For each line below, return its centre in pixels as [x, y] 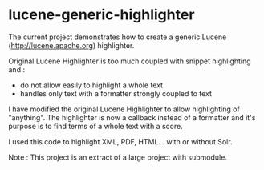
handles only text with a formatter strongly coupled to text [116, 93]
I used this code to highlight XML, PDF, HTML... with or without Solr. [120, 141]
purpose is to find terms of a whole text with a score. [95, 126]
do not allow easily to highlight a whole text [91, 85]
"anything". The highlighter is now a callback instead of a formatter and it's [132, 117]
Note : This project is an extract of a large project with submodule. [118, 157]
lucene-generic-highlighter [102, 15]
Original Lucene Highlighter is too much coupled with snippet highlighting [130, 61]
